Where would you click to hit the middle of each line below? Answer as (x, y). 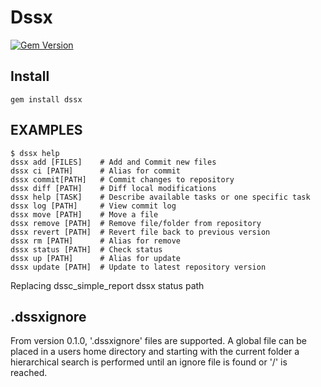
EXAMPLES (46, 130)
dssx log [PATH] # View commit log (93, 206)
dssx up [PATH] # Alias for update (96, 258)
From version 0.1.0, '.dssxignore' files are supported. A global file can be (159, 341)
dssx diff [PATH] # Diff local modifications (113, 188)
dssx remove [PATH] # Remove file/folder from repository (136, 223)
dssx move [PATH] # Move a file (84, 214)
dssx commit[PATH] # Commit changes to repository (122, 179)
